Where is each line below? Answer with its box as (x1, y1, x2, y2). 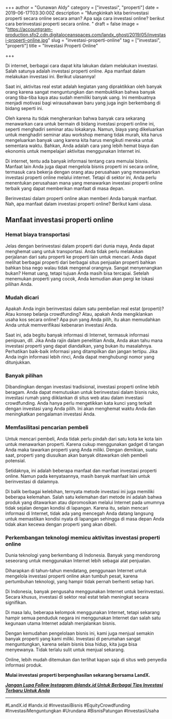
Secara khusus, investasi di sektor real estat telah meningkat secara (5, 594, 149, 600)
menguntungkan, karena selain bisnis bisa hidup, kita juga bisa (5, 641, 137, 647)
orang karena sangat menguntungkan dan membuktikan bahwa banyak (5, 89, 156, 95)
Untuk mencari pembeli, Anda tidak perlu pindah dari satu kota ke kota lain (5, 436, 163, 442)
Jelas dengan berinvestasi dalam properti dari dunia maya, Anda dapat (5, 243, 155, 249)
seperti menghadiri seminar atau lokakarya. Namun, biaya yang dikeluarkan (5, 126, 165, 132)
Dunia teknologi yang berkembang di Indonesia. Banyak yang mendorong (5, 552, 160, 558)
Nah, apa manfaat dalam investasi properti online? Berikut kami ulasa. (5, 201, 153, 207)
